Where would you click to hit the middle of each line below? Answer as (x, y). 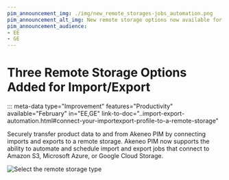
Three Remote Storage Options (97, 73)
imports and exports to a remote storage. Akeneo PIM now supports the (108, 142)
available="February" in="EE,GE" (54, 114)
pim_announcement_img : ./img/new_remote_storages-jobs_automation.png (110, 13)
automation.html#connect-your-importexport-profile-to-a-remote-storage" (113, 121)
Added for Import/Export (79, 87)
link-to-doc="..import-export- (143, 114)
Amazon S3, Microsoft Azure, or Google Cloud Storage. (85, 156)
